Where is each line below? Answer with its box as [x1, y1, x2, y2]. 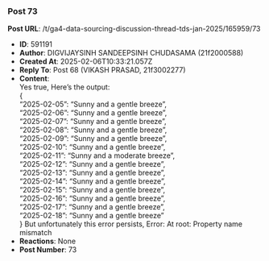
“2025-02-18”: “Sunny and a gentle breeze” [19, 211, 164, 221]
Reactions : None [19, 236, 77, 246]
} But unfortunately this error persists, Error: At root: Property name [19, 219, 243, 229]
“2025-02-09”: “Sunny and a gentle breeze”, [19, 134, 168, 143]
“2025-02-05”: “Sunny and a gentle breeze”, [19, 99, 167, 110]
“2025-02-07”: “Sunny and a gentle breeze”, [19, 117, 167, 126]
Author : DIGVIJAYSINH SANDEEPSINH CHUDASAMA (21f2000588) [19, 48, 244, 58]
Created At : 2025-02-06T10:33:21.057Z [19, 56, 153, 66]
